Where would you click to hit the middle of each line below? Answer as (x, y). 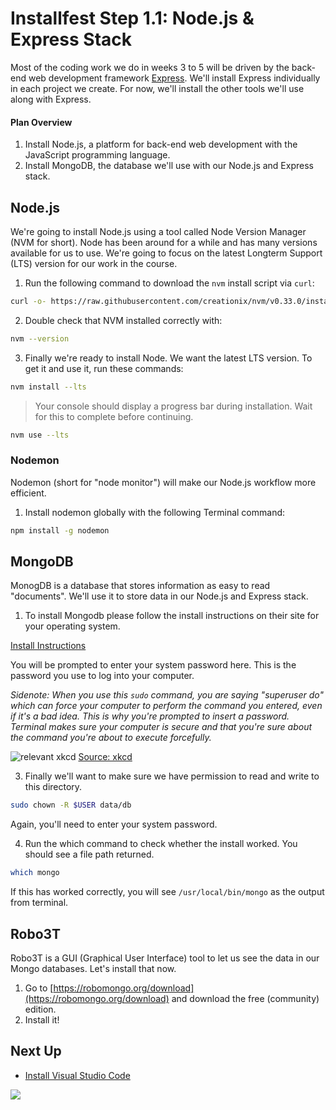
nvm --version (40, 338)
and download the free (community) (245, 998)
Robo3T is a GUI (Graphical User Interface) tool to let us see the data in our (165, 958)
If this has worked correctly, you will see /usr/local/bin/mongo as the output (167, 892)
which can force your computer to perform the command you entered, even (166, 706)
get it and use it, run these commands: (104, 368)
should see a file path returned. (89, 854)
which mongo (35, 873)
